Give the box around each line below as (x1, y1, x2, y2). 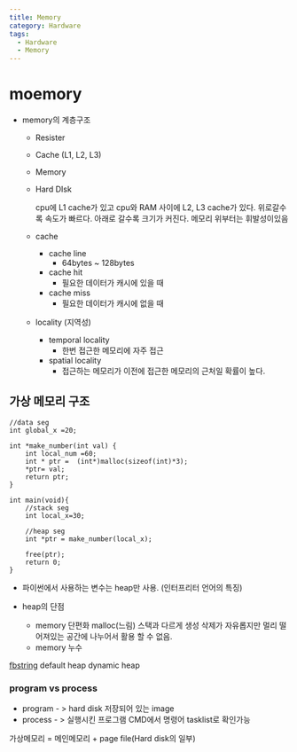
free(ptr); (25, 550, 66, 559)
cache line (48, 248, 87, 259)
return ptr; (25, 472, 69, 482)
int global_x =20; (9, 426, 77, 435)
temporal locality (48, 334, 110, 346)
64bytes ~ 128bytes (61, 258, 135, 269)
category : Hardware (9, 21, 82, 30)
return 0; (25, 558, 62, 567)
